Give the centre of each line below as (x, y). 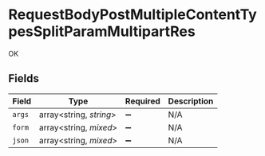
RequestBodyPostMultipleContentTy (132, 15)
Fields (24, 78)
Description (191, 101)
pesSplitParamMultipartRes (102, 31)
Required (143, 101)
